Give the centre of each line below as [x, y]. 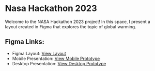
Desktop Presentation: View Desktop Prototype [59, 63]
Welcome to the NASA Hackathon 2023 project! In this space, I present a [78, 22]
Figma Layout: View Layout [39, 53]
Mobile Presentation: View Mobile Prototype [56, 59]
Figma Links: [25, 42]
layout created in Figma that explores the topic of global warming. [71, 26]
